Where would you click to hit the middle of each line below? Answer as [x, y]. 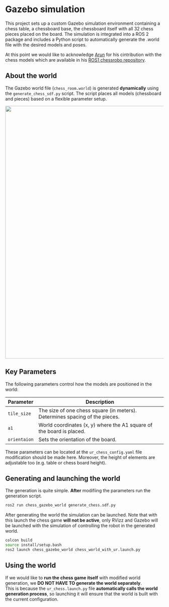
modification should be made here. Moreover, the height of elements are [80, 457]
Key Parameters [31, 372]
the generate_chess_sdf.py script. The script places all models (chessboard [83, 93]
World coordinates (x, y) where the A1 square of [95, 425]
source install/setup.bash [33, 545]
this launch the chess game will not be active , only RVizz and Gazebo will [82, 520]
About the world [31, 76]
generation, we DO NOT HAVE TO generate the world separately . [74, 583]
